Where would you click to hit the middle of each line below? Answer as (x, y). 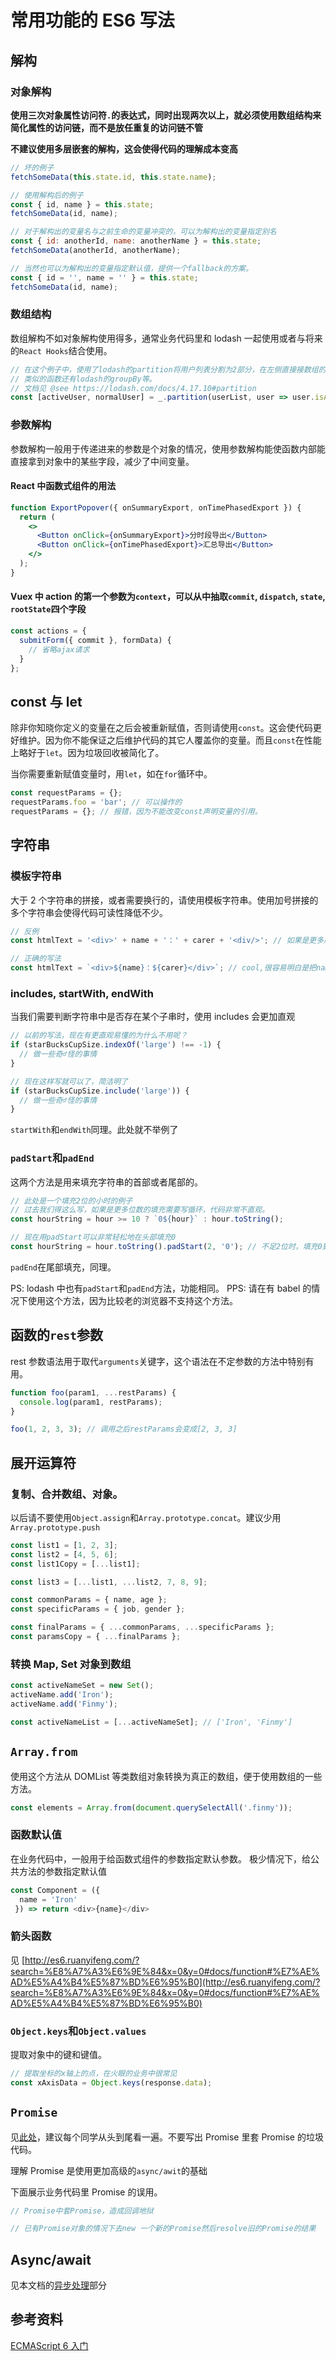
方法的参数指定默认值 (62, 1871)
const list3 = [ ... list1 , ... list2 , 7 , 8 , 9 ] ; (109, 1582)
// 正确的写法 (36, 959)
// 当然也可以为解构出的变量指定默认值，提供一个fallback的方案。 (131, 268)
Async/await (51, 2259)
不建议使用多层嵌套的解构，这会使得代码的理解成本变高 (124, 148)
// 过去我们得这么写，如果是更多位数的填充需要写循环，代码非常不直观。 (140, 1210)
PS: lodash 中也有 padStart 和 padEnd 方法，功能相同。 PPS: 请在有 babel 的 (161, 1288)
